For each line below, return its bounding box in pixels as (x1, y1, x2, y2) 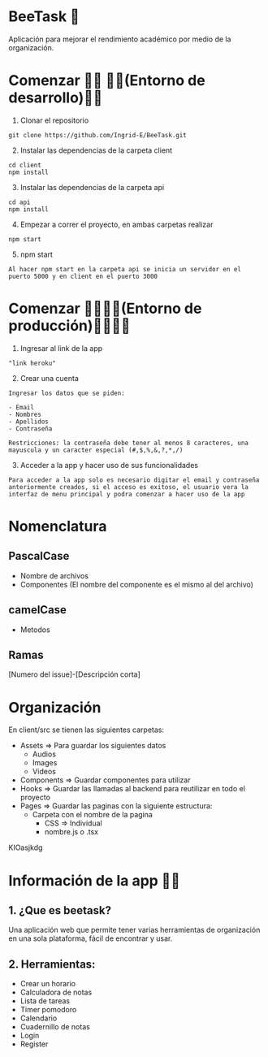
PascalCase (8, 549, 70, 563)
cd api (8, 198, 31, 206)
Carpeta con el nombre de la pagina (32, 810, 153, 820)
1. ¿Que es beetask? (8, 903, 112, 917)
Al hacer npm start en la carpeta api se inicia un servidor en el (8, 265, 242, 273)
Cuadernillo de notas (19, 1022, 91, 1032)
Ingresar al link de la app (19, 343, 103, 353)
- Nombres (8, 410, 42, 418)
